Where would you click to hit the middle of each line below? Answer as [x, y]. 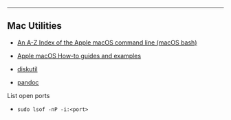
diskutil [27, 69]
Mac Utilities [34, 26]
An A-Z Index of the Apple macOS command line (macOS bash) [107, 43]
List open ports [29, 95]
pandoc [28, 82]
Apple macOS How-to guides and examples [79, 56]
